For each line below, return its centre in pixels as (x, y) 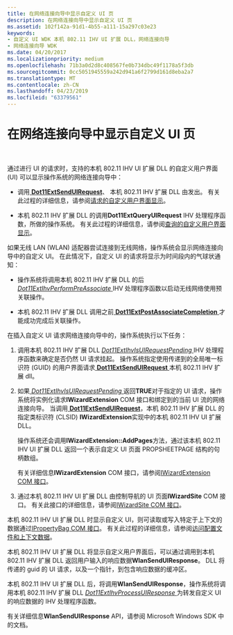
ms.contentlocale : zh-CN (43, 85)
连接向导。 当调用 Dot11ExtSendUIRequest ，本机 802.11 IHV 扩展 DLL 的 (121, 408)
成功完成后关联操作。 (54, 320)
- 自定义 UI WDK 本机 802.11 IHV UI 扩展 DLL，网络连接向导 (88, 40)
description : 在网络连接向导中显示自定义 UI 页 (70, 20)
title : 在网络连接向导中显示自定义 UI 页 (61, 14)
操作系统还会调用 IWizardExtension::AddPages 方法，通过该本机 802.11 (119, 440)
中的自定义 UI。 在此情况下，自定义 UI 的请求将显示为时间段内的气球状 (114, 256)
